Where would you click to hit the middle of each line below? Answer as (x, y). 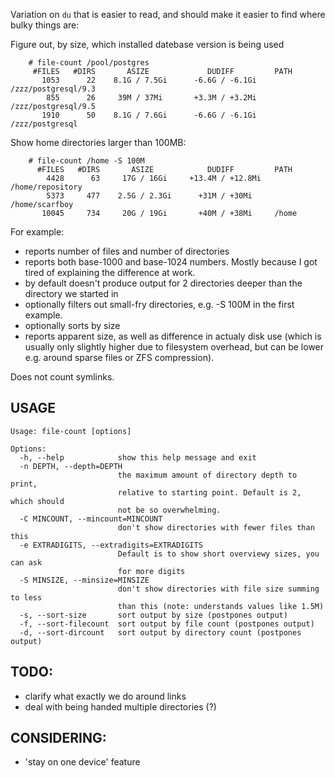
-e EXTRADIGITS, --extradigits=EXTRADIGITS (111, 545)
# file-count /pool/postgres (89, 63)
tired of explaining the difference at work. (110, 272)
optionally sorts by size (72, 325)
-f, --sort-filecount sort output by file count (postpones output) (167, 624)
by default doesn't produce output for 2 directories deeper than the (163, 283)
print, (24, 484)
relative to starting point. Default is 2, (209, 492)
